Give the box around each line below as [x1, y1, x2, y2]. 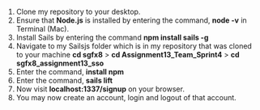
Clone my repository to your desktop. [15, 7, 141, 16]
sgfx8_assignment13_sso [15, 58, 104, 68]
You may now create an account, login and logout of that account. [15, 93, 237, 102]
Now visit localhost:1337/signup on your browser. [15, 84, 185, 94]
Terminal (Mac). [15, 24, 70, 33]
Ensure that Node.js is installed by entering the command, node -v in [15, 15, 247, 25]
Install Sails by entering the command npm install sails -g [15, 32, 209, 42]
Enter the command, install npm [15, 67, 124, 76]
